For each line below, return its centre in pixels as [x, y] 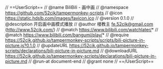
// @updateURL [52, 45]
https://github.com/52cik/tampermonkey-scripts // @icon [64, 13]
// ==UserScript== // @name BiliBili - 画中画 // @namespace [67, 7]
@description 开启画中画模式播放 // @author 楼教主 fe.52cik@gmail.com [79, 24]
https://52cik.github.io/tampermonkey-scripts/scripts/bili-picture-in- [75, 40]
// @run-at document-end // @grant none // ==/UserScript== [91, 61]
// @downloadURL [119, 51]
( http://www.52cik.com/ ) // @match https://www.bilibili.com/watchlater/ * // [82, 30]
